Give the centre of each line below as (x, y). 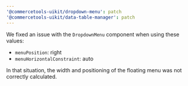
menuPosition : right (38, 52)
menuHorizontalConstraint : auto (54, 59)
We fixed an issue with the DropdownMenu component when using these (93, 34)
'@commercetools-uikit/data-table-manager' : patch (71, 17)
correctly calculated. (32, 76)
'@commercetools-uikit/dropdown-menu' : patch (64, 12)
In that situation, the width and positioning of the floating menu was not (94, 70)
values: (15, 41)
